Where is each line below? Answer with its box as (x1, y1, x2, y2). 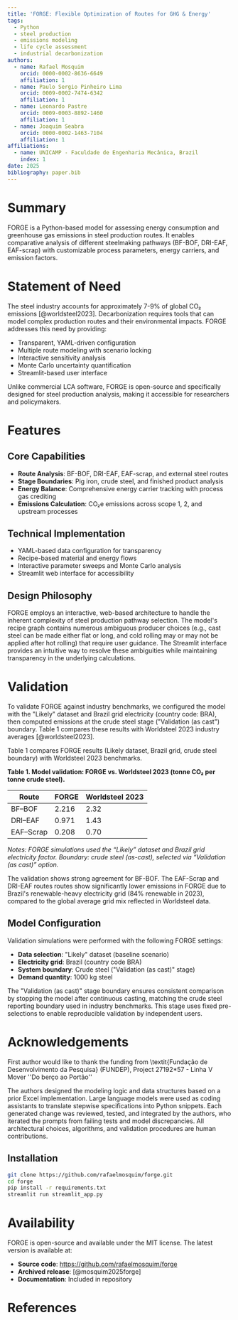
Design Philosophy (7, 589, 92, 601)
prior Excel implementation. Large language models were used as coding (7, 1094, 221, 1102)
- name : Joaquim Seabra (13, 122, 84, 130)
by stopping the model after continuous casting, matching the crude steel (7, 994, 222, 1002)
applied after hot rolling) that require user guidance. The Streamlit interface (7, 639, 227, 648)
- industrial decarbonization (13, 50, 103, 58)
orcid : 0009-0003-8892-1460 (20, 109, 103, 117)
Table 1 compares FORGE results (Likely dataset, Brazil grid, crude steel (7, 746, 217, 755)
